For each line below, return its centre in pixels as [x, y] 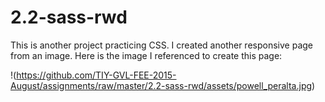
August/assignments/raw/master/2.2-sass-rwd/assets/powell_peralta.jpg [161, 85]
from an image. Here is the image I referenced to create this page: [146, 55]
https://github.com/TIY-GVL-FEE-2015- [96, 75]
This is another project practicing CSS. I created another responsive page [161, 45]
